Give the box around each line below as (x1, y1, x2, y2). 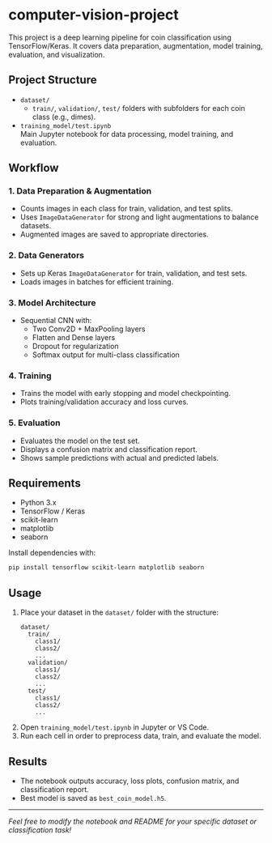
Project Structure (8, 73, 97, 87)
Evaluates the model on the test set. (19, 436, 140, 445)
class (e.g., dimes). (32, 112, 96, 121)
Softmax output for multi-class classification (32, 350, 181, 360)
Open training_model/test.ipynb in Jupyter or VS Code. (19, 722, 209, 732)
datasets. (19, 221, 52, 231)
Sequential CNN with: (19, 316, 92, 326)
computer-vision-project (8, 6, 180, 24)
